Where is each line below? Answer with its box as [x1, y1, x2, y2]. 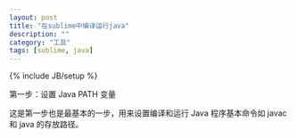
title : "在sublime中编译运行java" [9, 21, 129, 30]
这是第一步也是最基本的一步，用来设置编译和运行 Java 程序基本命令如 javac [9, 108, 287, 118]
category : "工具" [9, 37, 71, 47]
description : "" [9, 29, 70, 38]
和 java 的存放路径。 [9, 119, 84, 130]
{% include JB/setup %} [9, 70, 98, 81]
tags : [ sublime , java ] [9, 46, 94, 55]
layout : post [9, 12, 58, 22]
